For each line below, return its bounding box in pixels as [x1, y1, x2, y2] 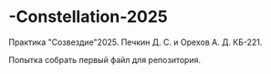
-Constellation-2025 [8, 6, 168, 27]
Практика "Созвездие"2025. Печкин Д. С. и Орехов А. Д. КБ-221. [8, 37, 263, 48]
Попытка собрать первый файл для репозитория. [8, 54, 202, 65]
